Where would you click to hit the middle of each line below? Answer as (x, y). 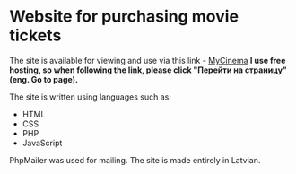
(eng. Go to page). (44, 79)
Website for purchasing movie (124, 17)
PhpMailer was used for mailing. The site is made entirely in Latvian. (135, 160)
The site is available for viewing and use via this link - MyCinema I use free (148, 60)
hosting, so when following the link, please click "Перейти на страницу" (148, 70)
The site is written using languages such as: (91, 97)
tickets (35, 35)
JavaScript (42, 143)
